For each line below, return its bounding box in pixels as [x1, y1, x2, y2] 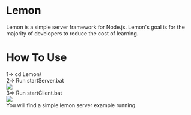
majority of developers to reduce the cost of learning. [6, 29, 139, 37]
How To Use [6, 51, 67, 65]
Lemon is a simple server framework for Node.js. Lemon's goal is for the [6, 23, 185, 31]
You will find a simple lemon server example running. [6, 101, 137, 108]
